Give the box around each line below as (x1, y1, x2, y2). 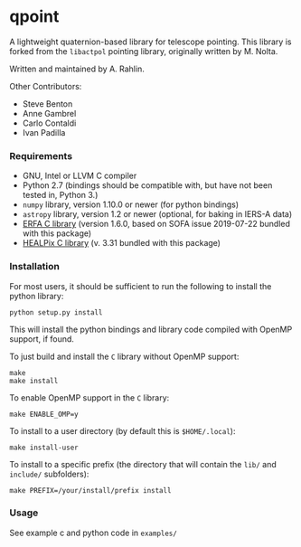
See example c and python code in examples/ (9, 527, 178, 538)
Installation (9, 260, 61, 273)
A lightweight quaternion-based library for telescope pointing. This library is (9, 36, 292, 47)
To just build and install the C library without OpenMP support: (9, 351, 240, 362)
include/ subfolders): (9, 468, 89, 479)
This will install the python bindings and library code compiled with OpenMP (9, 324, 293, 335)
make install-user (9, 443, 79, 452)
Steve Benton (22, 98, 73, 109)
